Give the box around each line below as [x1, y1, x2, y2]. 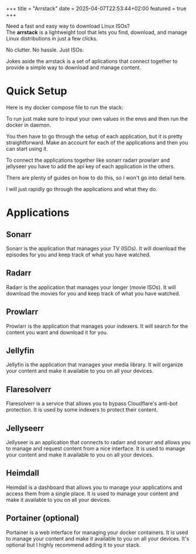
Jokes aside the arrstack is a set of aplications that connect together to [6, 58, 178, 64]
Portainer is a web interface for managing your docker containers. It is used [6, 529, 188, 536]
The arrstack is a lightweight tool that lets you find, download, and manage [6, 29, 187, 36]
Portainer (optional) [6, 513, 80, 524]
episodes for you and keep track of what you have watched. [6, 251, 151, 258]
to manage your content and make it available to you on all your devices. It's [6, 535, 190, 542]
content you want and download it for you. [6, 328, 108, 336]
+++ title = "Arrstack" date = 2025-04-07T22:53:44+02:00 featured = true [6, 5, 187, 12]
